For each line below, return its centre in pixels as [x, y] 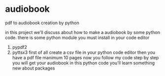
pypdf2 [19, 47]
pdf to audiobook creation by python [42, 23]
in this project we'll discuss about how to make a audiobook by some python [82, 32]
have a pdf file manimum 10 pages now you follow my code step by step [85, 57]
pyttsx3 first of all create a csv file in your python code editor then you [84, 52]
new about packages [33, 68]
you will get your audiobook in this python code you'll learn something [83, 63]
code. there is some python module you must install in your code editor [77, 38]
